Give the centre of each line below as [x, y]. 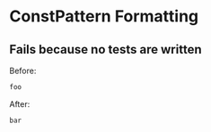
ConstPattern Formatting [104, 16]
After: [20, 103]
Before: [23, 70]
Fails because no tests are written [105, 49]
